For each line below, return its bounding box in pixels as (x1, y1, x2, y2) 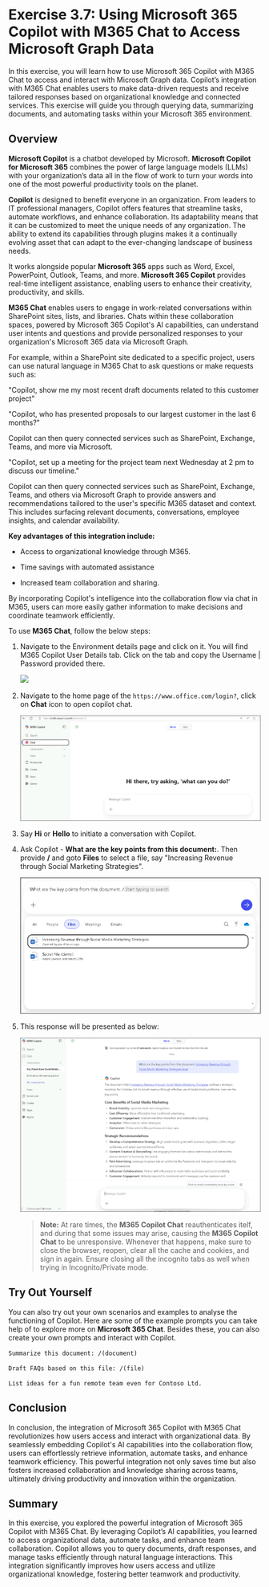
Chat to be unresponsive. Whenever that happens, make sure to (39, 1237, 252, 1246)
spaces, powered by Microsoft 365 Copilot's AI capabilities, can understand (8, 320, 259, 329)
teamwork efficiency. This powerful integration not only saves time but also (8, 1456, 256, 1467)
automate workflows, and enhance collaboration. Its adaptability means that (8, 211, 259, 222)
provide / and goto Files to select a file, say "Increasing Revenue (19, 853, 234, 863)
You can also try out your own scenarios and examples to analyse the (8, 1307, 238, 1316)
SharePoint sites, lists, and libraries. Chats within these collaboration (8, 311, 234, 320)
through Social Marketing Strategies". (19, 861, 144, 871)
